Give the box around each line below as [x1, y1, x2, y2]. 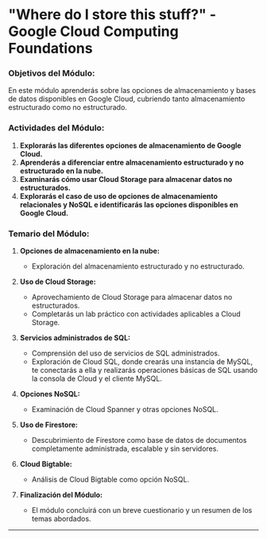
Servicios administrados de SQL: [19, 333, 131, 343]
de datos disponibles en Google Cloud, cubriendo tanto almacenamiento [8, 94, 246, 104]
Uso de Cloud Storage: [19, 277, 97, 287]
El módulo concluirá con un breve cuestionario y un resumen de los [31, 506, 253, 515]
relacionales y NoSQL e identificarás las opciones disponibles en [19, 200, 238, 209]
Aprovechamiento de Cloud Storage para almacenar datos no [31, 293, 233, 302]
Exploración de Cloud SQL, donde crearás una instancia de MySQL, [31, 357, 253, 366]
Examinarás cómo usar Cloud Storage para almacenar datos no [19, 174, 233, 184]
